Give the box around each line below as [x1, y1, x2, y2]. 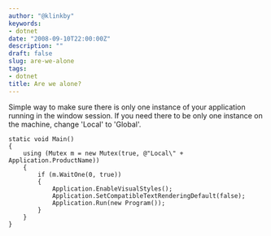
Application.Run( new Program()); [51, 199, 165, 207]
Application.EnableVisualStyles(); [51, 184, 173, 193]
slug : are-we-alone [8, 58, 75, 66]
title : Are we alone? [8, 79, 82, 88]
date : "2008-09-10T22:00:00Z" [8, 34, 111, 43]
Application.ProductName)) [8, 156, 100, 165]
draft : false [8, 49, 53, 58]
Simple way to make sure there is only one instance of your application [8, 102, 246, 112]
